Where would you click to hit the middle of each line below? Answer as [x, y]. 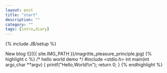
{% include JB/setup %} [31, 44]
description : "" [23, 20]
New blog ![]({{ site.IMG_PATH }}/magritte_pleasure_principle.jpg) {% [79, 54]
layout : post [19, 10]
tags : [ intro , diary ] [27, 29]
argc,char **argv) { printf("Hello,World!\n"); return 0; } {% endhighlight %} [84, 65]
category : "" [19, 24]
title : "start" [22, 15]
